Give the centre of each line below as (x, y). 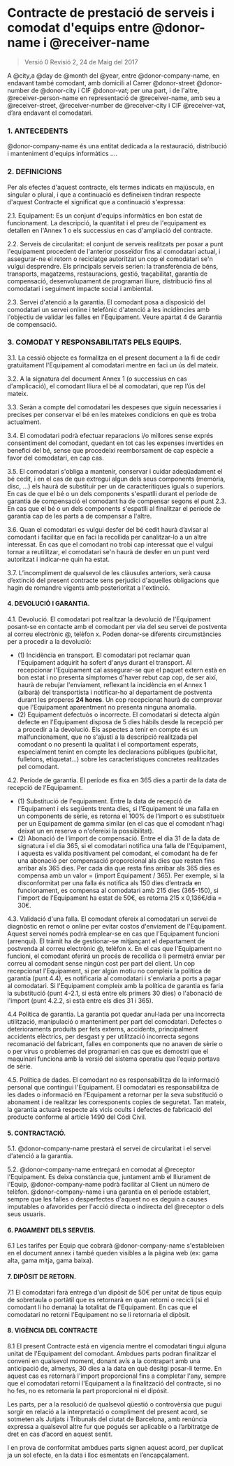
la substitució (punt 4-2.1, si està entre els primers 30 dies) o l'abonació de (115, 993)
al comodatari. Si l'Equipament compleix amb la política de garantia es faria (115, 986)
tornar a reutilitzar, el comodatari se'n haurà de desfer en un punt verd (108, 551)
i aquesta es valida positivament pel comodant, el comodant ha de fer (117, 853)
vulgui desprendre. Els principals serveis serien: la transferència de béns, (113, 266)
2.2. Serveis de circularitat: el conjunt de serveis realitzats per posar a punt (115, 244)
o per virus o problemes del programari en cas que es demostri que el (108, 1052)
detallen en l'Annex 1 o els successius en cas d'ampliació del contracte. (110, 230)
